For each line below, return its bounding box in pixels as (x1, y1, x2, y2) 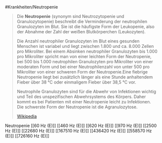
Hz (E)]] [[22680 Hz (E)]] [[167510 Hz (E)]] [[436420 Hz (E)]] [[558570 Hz (5, 128, 152, 133)
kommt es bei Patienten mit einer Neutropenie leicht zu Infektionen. (16, 99, 151, 104)
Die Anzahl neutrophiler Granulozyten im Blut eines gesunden (16, 38, 140, 44)
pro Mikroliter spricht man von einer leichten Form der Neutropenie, (16, 54, 152, 59)
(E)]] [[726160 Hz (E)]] (5, 133, 50, 139)
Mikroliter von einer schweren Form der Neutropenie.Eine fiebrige (16, 69, 148, 74)
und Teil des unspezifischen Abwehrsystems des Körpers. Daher (16, 94, 146, 100)
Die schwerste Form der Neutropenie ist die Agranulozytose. (16, 104, 138, 110)
